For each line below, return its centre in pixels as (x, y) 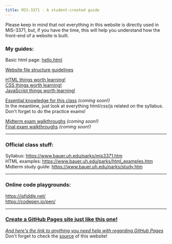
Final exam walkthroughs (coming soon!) (48, 126)
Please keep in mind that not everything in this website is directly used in (82, 25)
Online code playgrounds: (38, 185)
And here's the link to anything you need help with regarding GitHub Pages (84, 230)
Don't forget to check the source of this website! (56, 236)
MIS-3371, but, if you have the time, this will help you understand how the (83, 30)
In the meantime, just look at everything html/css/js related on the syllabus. (84, 106)
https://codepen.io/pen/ (30, 201)
